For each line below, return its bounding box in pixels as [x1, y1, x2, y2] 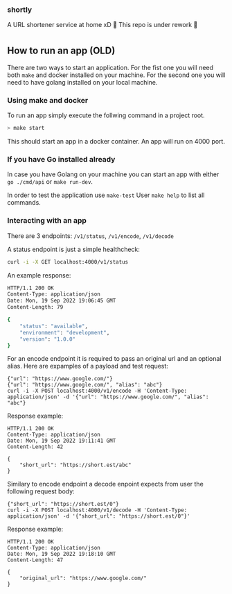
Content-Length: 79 [7, 304, 64, 311]
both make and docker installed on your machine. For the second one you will [7, 71, 226, 79]
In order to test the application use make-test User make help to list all [7, 191, 205, 199]
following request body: [7, 487, 75, 495]
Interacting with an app [7, 216, 87, 226]
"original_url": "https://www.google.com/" [19, 575, 148, 582]
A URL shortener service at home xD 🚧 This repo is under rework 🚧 [7, 21, 198, 29]
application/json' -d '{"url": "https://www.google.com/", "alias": [7, 393, 209, 400]
